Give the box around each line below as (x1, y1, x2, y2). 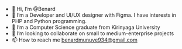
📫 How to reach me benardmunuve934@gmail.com (11, 36, 138, 43)
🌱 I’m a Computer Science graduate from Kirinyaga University (11, 24, 160, 31)
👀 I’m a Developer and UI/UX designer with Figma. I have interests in (11, 12, 177, 18)
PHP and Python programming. (11, 18, 87, 24)
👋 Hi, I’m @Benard (11, 6, 56, 12)
